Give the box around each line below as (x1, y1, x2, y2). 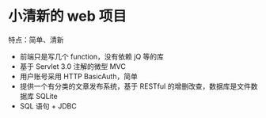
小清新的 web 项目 (8, 7, 127, 25)
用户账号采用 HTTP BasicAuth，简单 (19, 71, 139, 81)
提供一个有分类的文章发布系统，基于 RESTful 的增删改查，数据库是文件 (19, 81, 251, 91)
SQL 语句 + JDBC (19, 101, 77, 111)
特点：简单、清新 (8, 35, 64, 44)
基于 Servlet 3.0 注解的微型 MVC (19, 61, 127, 71)
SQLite (35, 91, 58, 101)
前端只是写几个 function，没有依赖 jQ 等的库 (19, 51, 165, 61)
